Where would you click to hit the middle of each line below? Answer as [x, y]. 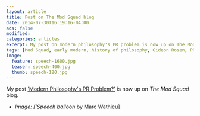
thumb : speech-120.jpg [40, 72]
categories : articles [33, 39]
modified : [18, 34]
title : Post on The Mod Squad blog [50, 17]
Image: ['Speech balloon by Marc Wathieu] [67, 107]
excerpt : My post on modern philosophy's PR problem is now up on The [96, 45]
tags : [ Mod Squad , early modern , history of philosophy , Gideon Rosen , [97, 50]
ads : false [20, 28]
